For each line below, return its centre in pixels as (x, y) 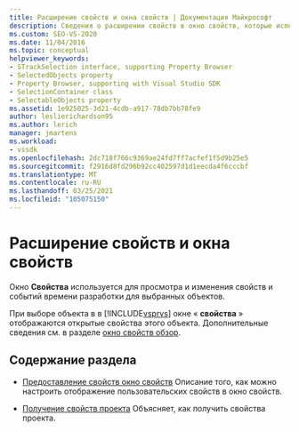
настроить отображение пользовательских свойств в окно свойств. (152, 391)
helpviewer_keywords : (49, 59)
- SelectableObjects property (65, 100)
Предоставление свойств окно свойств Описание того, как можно (149, 381)
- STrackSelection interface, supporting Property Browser (121, 68)
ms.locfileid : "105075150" (59, 200)
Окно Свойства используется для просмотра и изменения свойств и (141, 286)
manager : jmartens (43, 133)
